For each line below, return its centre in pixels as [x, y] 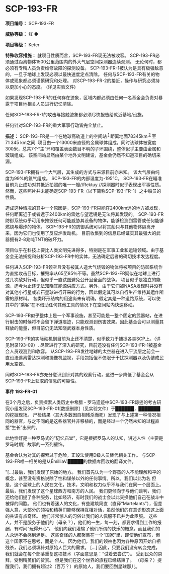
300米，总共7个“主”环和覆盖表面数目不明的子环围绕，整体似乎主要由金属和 [83, 148]
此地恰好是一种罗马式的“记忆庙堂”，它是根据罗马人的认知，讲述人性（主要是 [84, 438]
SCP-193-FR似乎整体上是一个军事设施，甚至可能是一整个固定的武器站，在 [82, 315]
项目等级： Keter [22, 45]
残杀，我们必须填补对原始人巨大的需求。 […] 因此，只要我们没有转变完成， [83, 547]
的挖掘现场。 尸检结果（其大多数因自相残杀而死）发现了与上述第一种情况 [81, 415]
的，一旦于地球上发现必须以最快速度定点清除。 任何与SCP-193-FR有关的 [80, 74]
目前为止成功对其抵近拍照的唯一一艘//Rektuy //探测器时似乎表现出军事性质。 [84, 185]
